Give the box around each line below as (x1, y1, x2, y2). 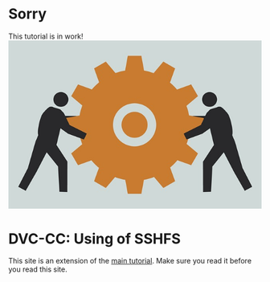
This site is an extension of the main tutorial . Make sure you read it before (8, 256, 252, 266)
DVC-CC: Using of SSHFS (8, 230, 181, 247)
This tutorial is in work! (8, 31, 84, 41)
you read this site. (8, 264, 67, 274)
